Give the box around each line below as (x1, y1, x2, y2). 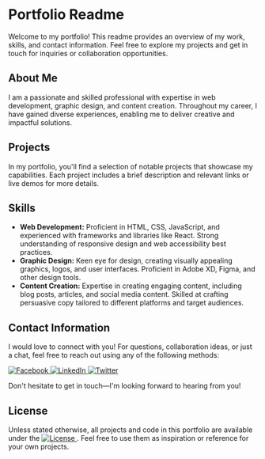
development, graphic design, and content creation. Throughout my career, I (8, 101, 257, 110)
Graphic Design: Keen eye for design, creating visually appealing (19, 256, 233, 266)
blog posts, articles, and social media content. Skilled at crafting (19, 290, 229, 299)
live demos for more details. (8, 178, 99, 188)
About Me (8, 71, 58, 85)
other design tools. (19, 273, 81, 283)
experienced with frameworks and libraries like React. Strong (19, 231, 219, 241)
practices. (19, 248, 53, 257)
